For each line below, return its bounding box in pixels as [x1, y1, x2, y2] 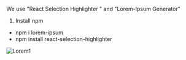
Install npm [15, 17, 44, 24]
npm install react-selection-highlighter [15, 36, 112, 42]
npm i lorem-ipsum [15, 29, 63, 36]
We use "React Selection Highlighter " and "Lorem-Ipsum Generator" [6, 6, 181, 12]
